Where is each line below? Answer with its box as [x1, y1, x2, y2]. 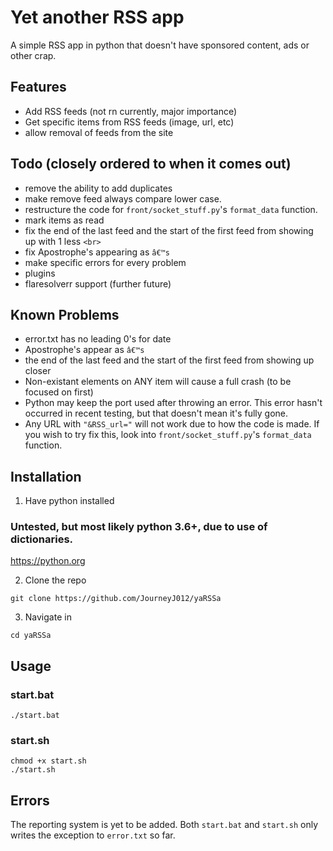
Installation [10, 468, 82, 485]
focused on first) [24, 386, 94, 398]
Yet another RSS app [10, 6, 185, 29]
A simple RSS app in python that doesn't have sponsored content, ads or [10, 39, 310, 51]
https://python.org [10, 555, 86, 567]
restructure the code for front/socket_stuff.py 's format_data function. [24, 203, 318, 215]
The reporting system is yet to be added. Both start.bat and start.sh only [10, 819, 319, 831]
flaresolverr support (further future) [24, 277, 172, 290]
